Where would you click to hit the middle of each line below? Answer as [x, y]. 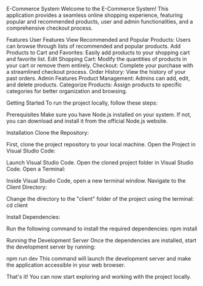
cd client [17, 205]
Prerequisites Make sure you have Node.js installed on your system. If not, [99, 115]
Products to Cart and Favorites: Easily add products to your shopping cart [98, 53]
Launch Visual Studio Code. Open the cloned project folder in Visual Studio [100, 162]
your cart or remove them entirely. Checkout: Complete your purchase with [100, 65]
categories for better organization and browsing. [67, 91]
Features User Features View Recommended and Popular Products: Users [98, 40]
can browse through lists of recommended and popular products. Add [93, 46]
